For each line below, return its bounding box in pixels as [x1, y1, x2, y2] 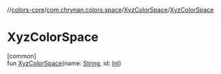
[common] [7, 52, 36, 60]
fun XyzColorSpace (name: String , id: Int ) [7, 59, 122, 67]
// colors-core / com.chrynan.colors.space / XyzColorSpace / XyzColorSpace [7, 6, 214, 14]
